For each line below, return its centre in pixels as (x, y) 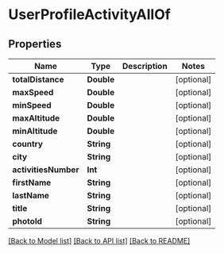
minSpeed (32, 105)
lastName (31, 195)
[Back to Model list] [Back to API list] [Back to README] (99, 241)
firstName (32, 182)
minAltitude (35, 131)
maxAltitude (36, 118)
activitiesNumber (46, 170)
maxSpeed (33, 92)
